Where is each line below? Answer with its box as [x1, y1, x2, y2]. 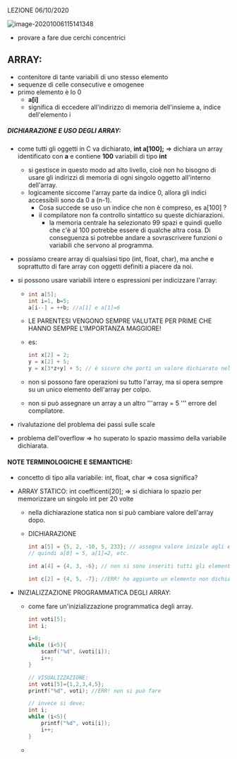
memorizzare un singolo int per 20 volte [17, 495, 134, 503]
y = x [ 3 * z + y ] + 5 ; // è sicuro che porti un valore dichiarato [28, 365, 219, 372]
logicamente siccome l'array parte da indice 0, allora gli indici [28, 188, 207, 197]
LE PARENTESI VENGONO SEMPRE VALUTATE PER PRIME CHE [28, 316, 212, 325]
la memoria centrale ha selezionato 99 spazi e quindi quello [49, 218, 222, 227]
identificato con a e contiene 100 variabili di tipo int [17, 152, 167, 160]
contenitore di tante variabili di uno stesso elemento [17, 72, 169, 81]
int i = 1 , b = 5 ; [28, 297, 70, 304]
